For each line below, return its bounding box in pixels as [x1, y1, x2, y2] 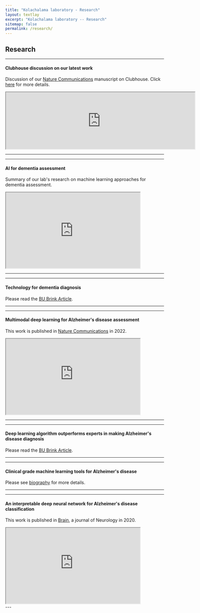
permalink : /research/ [5, 26, 53, 31]
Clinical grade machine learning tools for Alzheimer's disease [5, 468, 137, 474]
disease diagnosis [5, 436, 44, 442]
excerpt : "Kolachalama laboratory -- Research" [5, 17, 107, 22]
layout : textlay [5, 12, 39, 17]
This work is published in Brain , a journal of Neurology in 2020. [5, 517, 136, 523]
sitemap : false [5, 21, 37, 27]
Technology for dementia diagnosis [5, 284, 82, 290]
